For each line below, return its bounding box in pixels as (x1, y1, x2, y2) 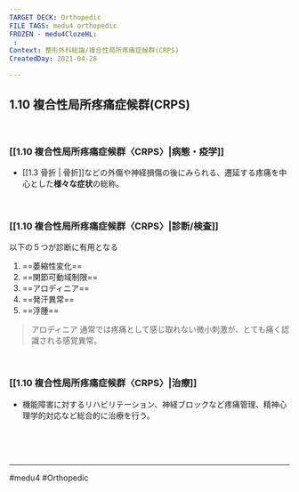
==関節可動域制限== (21, 272, 98, 283)
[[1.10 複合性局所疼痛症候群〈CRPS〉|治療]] (9, 377, 198, 390)
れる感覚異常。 (46, 335, 102, 346)
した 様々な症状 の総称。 (37, 179, 125, 190)
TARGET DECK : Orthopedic (9, 12, 101, 22)
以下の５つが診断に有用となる (9, 242, 118, 253)
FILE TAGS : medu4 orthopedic (9, 21, 117, 30)
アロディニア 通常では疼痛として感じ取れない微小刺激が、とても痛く (30, 324, 282, 335)
